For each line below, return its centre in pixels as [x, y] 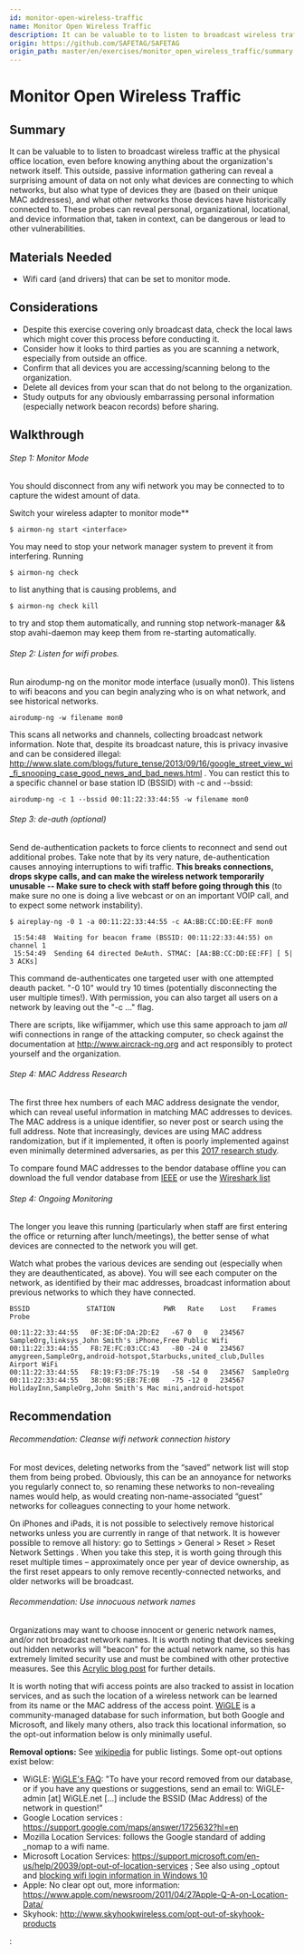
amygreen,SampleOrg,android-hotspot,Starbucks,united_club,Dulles [137, 1356]
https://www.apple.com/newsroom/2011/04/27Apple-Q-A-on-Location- [155, 1894]
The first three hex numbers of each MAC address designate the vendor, [145, 1102]
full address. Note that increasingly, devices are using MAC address [136, 1131]
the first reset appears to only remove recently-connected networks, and [145, 1571]
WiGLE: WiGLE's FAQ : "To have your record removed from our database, [157, 1779]
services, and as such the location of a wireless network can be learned [143, 1696]
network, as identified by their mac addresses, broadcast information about [150, 1283]
